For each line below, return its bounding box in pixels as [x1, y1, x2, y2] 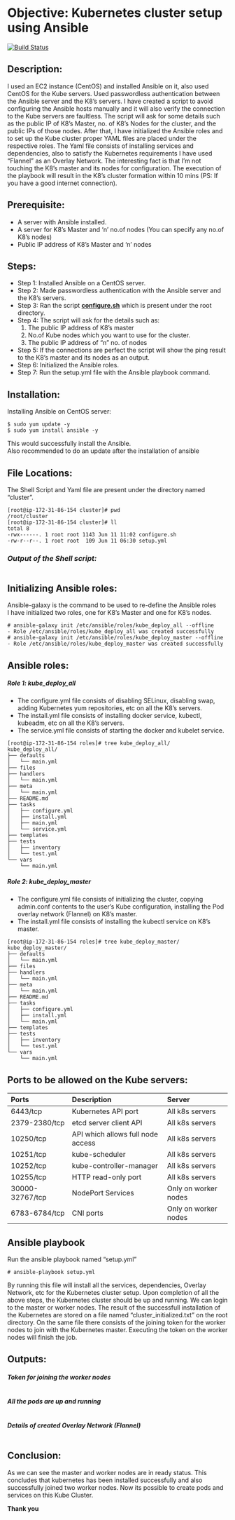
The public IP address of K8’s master [27, 324, 134, 332]
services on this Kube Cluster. [7, 1491, 94, 1499]
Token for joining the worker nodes [7, 1373, 111, 1382]
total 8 [7, 525, 30, 532]
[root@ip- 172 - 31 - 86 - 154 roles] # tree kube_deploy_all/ [7, 740, 171, 747]
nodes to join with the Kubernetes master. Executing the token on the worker [7, 1326, 228, 1334]
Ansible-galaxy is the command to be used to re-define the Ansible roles [7, 601, 217, 609]
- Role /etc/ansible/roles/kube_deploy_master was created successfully [7, 640, 224, 648]
